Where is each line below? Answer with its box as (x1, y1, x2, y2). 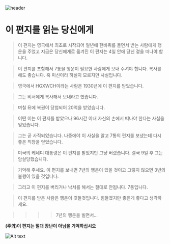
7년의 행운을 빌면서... (55, 212, 98, 218)
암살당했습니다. (17, 156, 48, 162)
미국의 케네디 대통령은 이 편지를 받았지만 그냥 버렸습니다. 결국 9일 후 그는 (17, 149, 163, 155)
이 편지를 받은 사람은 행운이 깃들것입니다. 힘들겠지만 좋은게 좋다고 (17, 195, 149, 201)
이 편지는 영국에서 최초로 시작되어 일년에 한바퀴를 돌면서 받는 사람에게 (17, 42, 157, 48)
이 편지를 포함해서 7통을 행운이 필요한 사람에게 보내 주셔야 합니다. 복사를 (17, 65, 162, 71)
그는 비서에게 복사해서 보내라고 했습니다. (17, 93, 98, 99)
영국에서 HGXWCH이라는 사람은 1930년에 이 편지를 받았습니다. (17, 83, 144, 89)
